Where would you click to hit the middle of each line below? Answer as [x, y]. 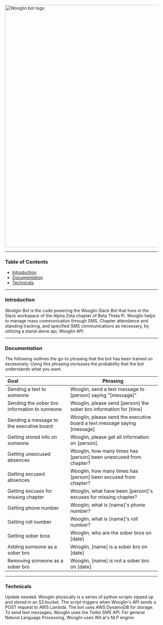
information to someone [35, 409]
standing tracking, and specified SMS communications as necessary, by [77, 326]
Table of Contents [27, 262]
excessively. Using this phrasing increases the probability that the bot [74, 364]
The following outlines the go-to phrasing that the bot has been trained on [79, 358]
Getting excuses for [30, 491]
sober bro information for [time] [106, 409]
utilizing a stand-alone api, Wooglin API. [45, 331]
